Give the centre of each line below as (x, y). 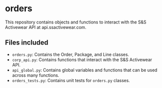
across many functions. (36, 75)
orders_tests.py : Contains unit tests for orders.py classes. (71, 80)
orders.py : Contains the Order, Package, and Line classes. (71, 54)
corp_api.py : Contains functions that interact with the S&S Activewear (82, 60)
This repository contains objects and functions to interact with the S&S (76, 22)
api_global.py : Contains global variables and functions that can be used (85, 70)
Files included (27, 43)
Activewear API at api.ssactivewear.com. (46, 27)
